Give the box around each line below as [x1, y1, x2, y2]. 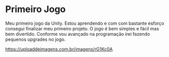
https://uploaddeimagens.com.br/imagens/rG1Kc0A [5, 46, 113, 52]
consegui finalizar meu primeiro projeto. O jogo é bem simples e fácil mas [5, 25, 159, 31]
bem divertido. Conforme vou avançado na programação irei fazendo [5, 31, 150, 37]
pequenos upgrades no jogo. [5, 36, 66, 42]
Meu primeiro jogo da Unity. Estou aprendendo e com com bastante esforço [5, 20, 164, 26]
